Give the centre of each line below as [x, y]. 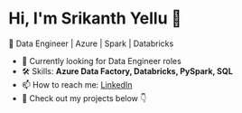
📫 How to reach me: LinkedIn [77, 84]
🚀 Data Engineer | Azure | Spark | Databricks [91, 43]
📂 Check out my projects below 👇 [84, 98]
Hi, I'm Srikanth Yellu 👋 [95, 19]
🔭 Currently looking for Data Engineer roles [101, 61]
